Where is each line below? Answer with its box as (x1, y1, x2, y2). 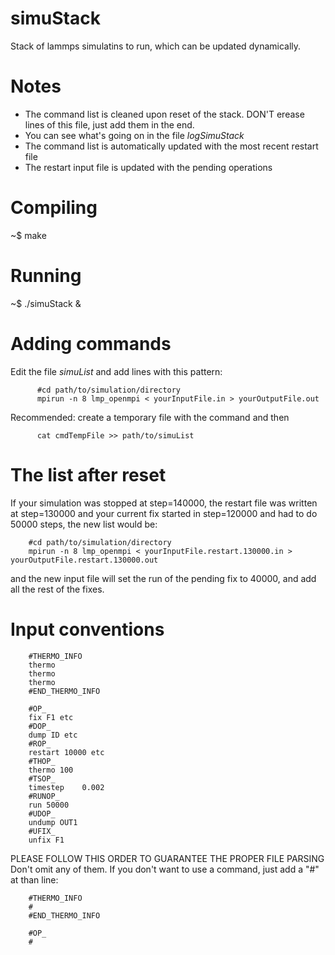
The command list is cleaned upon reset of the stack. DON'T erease (24, 108, 305, 120)
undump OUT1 (28, 817, 78, 827)
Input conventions (10, 618, 165, 641)
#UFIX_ (28, 826, 56, 836)
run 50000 (28, 800, 70, 810)
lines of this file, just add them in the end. (24, 118, 195, 131)
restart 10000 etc (28, 747, 105, 757)
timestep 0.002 (28, 782, 105, 792)
